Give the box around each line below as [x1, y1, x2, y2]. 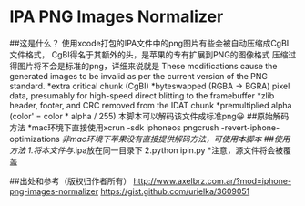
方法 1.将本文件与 [9, 144, 74, 156]
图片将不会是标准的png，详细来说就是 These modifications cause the [16, 60, 278, 71]
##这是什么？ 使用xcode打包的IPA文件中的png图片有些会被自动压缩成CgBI [9, 37, 290, 48]
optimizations [9, 133, 61, 144]
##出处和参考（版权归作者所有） [9, 175, 132, 186]
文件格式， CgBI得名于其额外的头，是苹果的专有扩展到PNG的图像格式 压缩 [9, 48, 289, 60]
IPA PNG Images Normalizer [9, 6, 224, 27]
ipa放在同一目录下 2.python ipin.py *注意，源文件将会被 [75, 144, 284, 156]
